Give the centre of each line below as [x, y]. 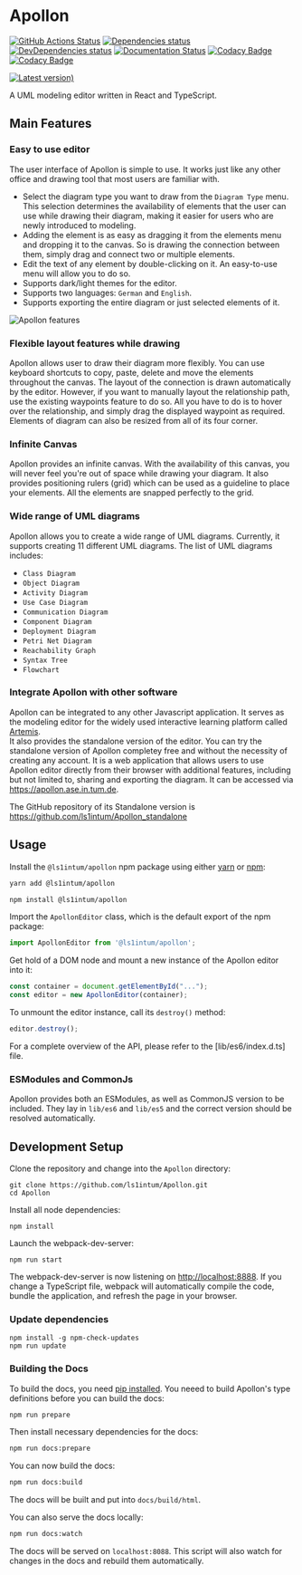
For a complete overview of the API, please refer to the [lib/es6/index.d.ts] [147, 1046]
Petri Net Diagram [57, 641]
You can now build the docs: [62, 1466]
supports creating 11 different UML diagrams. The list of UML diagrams [141, 545]
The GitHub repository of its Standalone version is [103, 806]
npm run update [38, 1346]
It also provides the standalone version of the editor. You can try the [136, 741]
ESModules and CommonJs [71, 1079]
